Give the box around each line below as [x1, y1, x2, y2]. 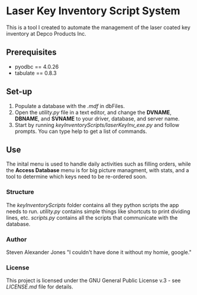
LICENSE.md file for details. [6, 283, 73, 290]
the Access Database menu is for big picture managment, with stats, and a [6, 167, 189, 174]
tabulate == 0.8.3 [14, 69, 57, 77]
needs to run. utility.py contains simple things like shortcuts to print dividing [6, 208, 190, 215]
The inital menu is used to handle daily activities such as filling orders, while [6, 160, 191, 167]
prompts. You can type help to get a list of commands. [14, 128, 147, 135]
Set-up [6, 87, 33, 97]
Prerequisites [6, 47, 57, 58]
